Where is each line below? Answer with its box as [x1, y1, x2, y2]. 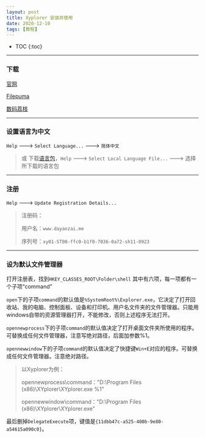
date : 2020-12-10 [6, 20, 51, 26]
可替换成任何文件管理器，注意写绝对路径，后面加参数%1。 [6, 332, 153, 339]
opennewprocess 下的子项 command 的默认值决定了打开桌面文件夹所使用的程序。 [6, 324, 198, 331]
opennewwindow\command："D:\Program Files [21, 398, 142, 406]
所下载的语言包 [21, 162, 59, 169]
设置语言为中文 [6, 127, 51, 136]
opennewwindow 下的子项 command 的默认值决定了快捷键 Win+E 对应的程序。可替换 [6, 345, 198, 352]
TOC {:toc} [15, 43, 43, 50]
